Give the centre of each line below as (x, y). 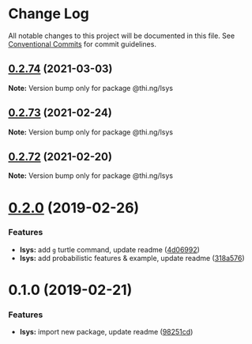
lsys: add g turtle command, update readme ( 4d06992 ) (109, 249)
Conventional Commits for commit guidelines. (82, 43)
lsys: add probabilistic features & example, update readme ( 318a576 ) (132, 258)
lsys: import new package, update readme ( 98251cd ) (106, 332)
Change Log (49, 14)
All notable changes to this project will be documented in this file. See (122, 36)
